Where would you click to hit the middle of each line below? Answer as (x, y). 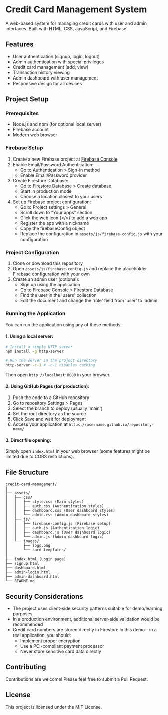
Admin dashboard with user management (55, 78)
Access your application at (40, 424)
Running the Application (35, 313)
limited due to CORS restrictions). (40, 457)
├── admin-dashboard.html (32, 577)
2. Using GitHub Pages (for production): (47, 386)
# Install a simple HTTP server (39, 347)
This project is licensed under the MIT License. (54, 707)
